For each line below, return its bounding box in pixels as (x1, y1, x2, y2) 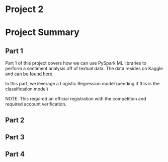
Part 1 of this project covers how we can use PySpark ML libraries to (5, 60, 147, 66)
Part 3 (5, 133, 25, 141)
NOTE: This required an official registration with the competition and (5, 96, 146, 102)
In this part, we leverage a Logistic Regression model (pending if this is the (5, 81, 160, 87)
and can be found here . (5, 71, 54, 77)
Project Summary (5, 27, 79, 38)
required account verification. (5, 101, 67, 107)
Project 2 (5, 4, 44, 15)
